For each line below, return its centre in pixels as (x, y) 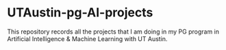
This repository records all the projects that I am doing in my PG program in (113, 32)
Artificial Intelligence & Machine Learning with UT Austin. (87, 38)
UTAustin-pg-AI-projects (80, 13)
